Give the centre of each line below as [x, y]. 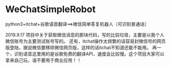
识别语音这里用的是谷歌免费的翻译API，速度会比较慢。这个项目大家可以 [89, 54]
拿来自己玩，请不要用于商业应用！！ [43, 60]
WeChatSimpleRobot [51, 9]
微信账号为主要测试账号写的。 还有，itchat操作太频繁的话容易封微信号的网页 [86, 41]
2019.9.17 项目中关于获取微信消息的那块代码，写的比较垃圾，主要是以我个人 [85, 35]
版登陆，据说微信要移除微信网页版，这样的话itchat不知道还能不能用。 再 [81, 47]
